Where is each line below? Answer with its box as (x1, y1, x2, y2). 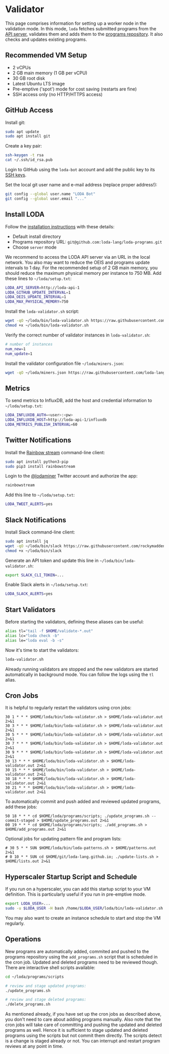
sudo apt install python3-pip (5, 459, 69, 464)
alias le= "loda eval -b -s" (5, 638, 64, 643)
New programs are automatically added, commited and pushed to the (5, 948, 149, 954)
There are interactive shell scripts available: (5, 964, 96, 971)
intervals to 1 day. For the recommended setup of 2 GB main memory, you (5, 264, 158, 271)
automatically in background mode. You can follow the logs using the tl (5, 671, 154, 678)
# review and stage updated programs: (5, 983, 87, 988)
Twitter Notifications (5, 436, 71, 445)
